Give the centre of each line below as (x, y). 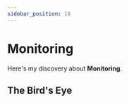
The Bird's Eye (40, 90)
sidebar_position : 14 (39, 14)
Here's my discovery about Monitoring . (64, 68)
